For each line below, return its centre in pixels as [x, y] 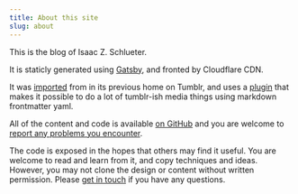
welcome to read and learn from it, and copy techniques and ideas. [134, 160]
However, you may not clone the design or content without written [132, 170]
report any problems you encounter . [76, 133]
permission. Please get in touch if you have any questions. [117, 179]
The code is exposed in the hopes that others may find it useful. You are [143, 151]
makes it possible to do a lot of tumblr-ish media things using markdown [143, 97]
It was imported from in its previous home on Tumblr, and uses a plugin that [149, 87]
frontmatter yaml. [41, 106]
